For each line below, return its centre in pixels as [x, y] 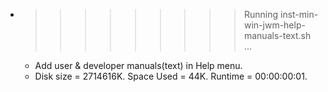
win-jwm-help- [274, 25]
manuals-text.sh [277, 35]
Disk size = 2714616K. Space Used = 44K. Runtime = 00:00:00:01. [171, 76]
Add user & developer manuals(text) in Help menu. [138, 65]
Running [261, 14]
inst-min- [299, 14]
